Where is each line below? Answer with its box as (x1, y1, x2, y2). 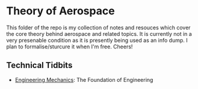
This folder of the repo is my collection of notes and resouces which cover (6, 24, 191, 31)
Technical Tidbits (6, 60, 73, 70)
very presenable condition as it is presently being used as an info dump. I (6, 36, 188, 44)
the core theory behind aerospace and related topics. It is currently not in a (6, 30, 193, 37)
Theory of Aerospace (6, 4, 116, 18)
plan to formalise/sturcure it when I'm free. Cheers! (6, 43, 133, 50)
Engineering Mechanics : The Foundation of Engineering (14, 76, 153, 83)
